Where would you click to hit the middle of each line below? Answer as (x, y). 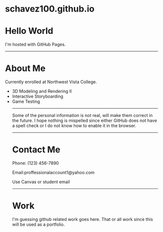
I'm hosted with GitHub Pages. (35, 44)
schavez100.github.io (50, 9)
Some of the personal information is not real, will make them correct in (82, 116)
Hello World (29, 31)
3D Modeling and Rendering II (42, 91)
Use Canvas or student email (41, 182)
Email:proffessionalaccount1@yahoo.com (53, 172)
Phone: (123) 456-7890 (35, 163)
